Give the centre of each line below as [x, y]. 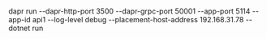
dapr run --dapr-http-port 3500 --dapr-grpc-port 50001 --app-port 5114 [129, 11]
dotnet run [26, 28]
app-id [19, 19]
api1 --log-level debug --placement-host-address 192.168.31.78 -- [142, 19]
